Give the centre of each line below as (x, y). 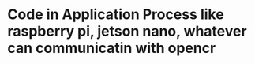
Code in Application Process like (116, 15)
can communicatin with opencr (112, 48)
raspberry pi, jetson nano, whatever (127, 31)
